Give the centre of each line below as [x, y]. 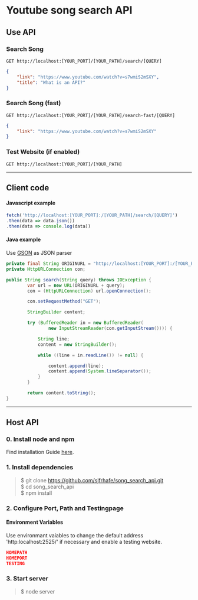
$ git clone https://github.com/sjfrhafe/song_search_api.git [92, 480]
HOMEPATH [17, 552]
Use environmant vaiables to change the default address [75, 535]
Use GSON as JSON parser [39, 253]
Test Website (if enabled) [43, 152]
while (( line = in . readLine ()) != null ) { [90, 355]
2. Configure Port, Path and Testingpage [65, 508]
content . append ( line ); [76, 366]
